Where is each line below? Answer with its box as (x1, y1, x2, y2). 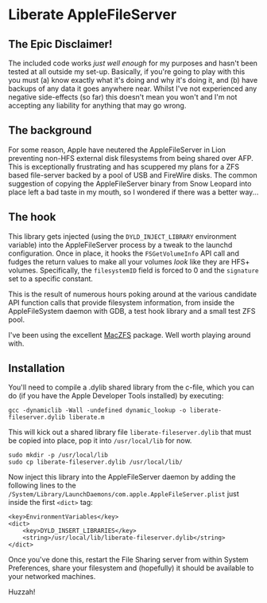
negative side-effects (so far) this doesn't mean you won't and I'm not (8, 92, 238, 101)
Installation (8, 362, 65, 375)
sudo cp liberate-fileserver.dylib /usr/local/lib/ (8, 458, 183, 467)
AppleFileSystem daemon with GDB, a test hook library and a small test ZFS (8, 306, 256, 315)
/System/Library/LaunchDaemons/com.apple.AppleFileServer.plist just (8, 489, 240, 499)
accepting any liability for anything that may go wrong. (8, 101, 187, 110)
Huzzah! (8, 587, 36, 597)
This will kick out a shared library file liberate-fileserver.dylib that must (8, 428, 252, 437)
